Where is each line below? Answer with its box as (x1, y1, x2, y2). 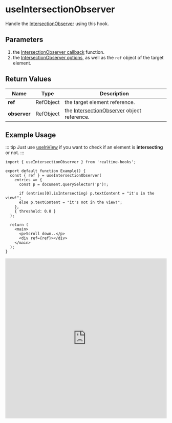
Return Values (5, 75, 52, 83)
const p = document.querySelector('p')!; (18, 182, 109, 187)
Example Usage (5, 131, 56, 139)
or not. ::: (5, 150, 25, 156)
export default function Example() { (5, 168, 86, 174)
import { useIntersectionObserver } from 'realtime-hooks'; (5, 160, 137, 165)
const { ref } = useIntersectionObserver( (10, 173, 102, 178)
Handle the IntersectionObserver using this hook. (5, 20, 109, 27)
